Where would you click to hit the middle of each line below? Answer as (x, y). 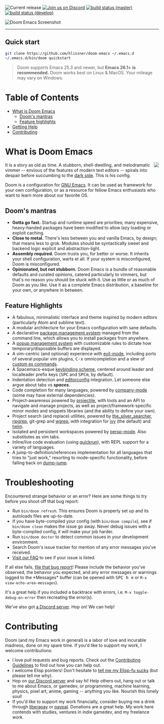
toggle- (141, 592)
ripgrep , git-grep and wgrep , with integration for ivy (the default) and (81, 421)
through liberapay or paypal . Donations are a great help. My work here (83, 706)
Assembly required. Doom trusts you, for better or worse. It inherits (80, 254)
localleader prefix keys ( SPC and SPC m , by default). (63, 375)
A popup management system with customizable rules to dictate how (82, 343)
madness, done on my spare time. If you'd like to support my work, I (73, 645)
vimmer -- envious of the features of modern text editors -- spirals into (76, 170)
